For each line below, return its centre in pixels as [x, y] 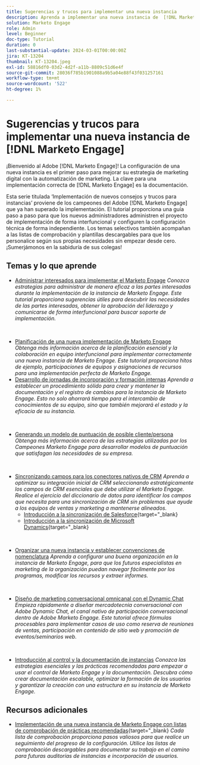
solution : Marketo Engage [38, 23]
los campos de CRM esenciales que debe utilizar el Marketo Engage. [99, 489]
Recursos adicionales [47, 710]
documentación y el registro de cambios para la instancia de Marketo [101, 392]
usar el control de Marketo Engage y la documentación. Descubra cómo [104, 672]
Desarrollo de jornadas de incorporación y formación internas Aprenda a [104, 379]
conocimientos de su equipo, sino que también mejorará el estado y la [101, 405]
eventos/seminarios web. [46, 636]
